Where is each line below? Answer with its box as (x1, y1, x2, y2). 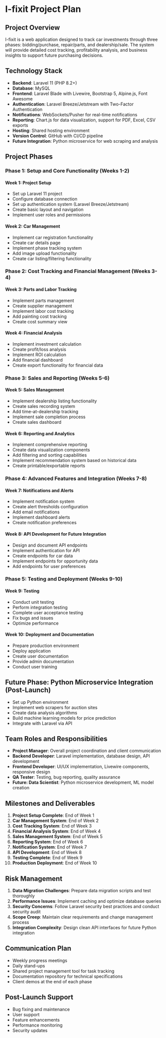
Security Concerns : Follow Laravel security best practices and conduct (12, 904, 160, 910)
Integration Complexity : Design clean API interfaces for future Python (12, 925, 157, 931)
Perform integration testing (12, 604, 68, 610)
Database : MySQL (12, 85, 51, 91)
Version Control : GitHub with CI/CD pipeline (12, 133, 103, 139)
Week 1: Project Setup (5, 180, 51, 186)
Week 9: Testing (5, 588, 40, 594)
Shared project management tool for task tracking (12, 968, 115, 974)
